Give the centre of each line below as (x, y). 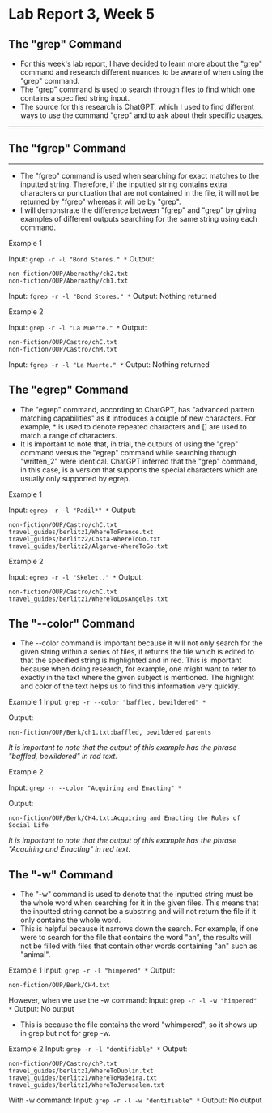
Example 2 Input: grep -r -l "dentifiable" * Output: (98, 1049)
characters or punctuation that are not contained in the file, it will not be (140, 192)
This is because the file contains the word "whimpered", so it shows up (138, 1025)
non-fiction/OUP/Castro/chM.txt (63, 349)
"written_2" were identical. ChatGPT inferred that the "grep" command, (138, 461)
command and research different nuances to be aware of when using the (142, 72)
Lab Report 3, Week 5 (82, 14)
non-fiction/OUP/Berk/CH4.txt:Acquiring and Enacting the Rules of (125, 818)
